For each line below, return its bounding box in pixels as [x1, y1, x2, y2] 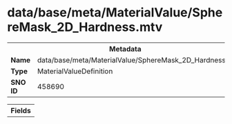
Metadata [109, 44, 142, 53]
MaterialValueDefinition [37, 66, 113, 76]
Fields [10, 106, 31, 115]
